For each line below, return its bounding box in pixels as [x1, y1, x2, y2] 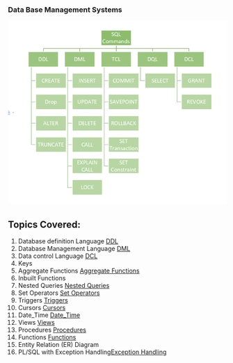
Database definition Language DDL [17, 237, 119, 245]
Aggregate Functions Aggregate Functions [17, 266, 140, 275]
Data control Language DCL [17, 252, 98, 260]
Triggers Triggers [17, 296, 68, 305]
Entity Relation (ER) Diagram [17, 341, 99, 349]
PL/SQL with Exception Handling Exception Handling [17, 348, 167, 356]
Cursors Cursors [17, 304, 66, 312]
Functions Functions [17, 333, 77, 341]
